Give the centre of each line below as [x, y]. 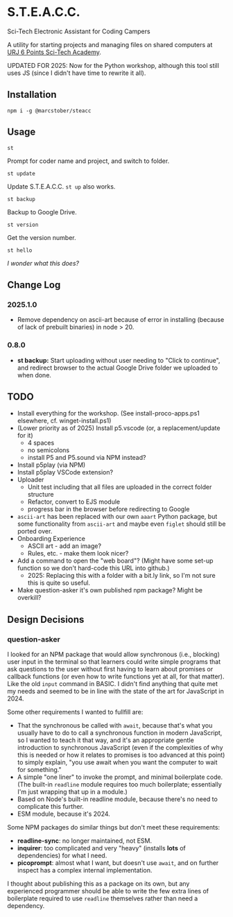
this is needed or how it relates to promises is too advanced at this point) [121, 755]
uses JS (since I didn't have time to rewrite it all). [77, 73]
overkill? [29, 598]
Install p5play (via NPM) [51, 465]
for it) [25, 436]
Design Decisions [46, 619]
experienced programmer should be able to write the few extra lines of [108, 891]
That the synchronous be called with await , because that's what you [115, 726]
